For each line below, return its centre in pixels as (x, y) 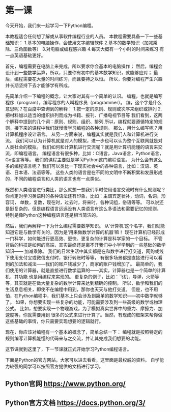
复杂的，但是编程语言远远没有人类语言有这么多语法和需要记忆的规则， (88, 209)
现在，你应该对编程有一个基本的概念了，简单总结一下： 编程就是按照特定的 (84, 332)
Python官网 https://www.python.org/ (65, 384)
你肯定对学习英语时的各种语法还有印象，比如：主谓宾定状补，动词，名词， (83, 196)
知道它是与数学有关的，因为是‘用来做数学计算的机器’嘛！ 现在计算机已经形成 (85, 232)
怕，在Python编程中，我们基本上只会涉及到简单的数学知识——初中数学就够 (84, 296)
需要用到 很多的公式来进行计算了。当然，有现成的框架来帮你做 (97, 315)
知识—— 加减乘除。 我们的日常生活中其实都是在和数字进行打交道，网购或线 (84, 251)
